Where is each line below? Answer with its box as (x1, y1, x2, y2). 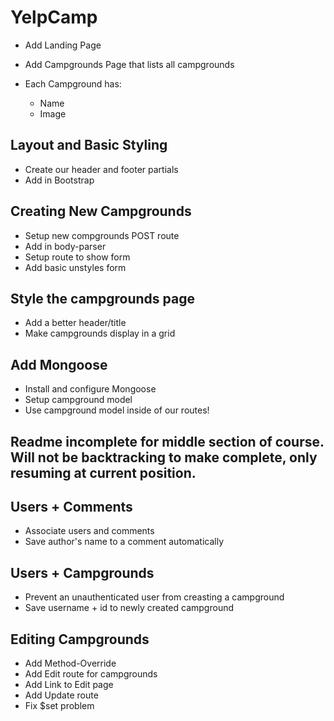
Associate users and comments (24, 525, 155, 537)
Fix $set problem (24, 700, 95, 712)
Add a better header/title (24, 317, 127, 329)
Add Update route (24, 689, 99, 701)
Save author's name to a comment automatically (24, 536, 225, 548)
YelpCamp (10, 6, 98, 29)
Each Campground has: (24, 77, 122, 90)
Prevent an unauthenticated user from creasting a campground (24, 591, 285, 603)
